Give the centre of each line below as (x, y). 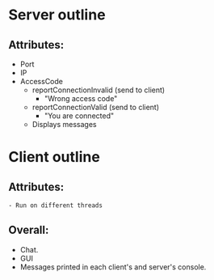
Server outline (57, 15)
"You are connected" (79, 116)
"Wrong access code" (81, 98)
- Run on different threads (56, 206)
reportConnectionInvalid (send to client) (99, 90)
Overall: (29, 230)
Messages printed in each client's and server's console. (113, 267)
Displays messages (64, 124)
